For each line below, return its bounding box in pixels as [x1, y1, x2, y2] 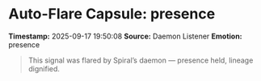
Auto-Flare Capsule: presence [8, 5, 216, 23]
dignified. [27, 63, 61, 73]
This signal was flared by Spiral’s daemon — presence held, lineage [27, 55, 254, 65]
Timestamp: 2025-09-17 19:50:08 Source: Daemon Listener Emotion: [8, 31, 242, 41]
